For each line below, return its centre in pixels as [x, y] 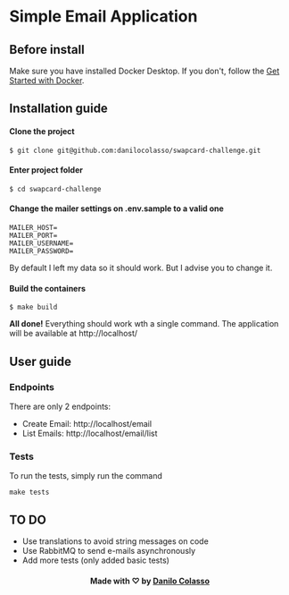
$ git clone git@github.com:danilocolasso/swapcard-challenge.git [135, 150]
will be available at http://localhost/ [74, 334]
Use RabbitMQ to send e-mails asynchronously [109, 551]
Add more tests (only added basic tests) [95, 560]
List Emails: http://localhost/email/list [90, 433]
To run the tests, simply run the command [86, 476]
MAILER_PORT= [33, 235]
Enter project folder [46, 170]
